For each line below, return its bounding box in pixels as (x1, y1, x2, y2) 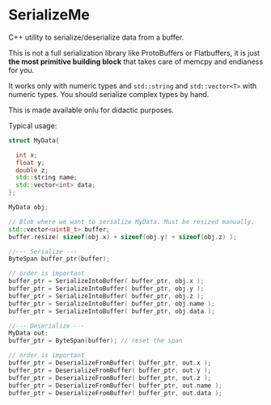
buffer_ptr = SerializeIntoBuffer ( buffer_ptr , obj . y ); (8, 285, 205, 293)
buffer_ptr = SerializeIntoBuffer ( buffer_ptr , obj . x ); (8, 277, 205, 285)
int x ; (15, 151, 38, 159)
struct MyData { (8, 136, 60, 145)
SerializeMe (8, 6, 91, 24)
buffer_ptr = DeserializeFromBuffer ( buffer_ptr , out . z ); (8, 373, 212, 382)
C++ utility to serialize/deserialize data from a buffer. (8, 32, 184, 42)
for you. (8, 65, 35, 74)
